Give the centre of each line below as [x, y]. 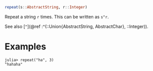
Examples [25, 47]
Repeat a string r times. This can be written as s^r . [57, 16]
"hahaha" [14, 64]
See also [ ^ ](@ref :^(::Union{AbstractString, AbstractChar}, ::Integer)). [76, 26]
